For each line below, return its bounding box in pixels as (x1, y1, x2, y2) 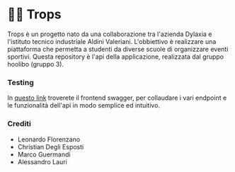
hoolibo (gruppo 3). (7, 59, 64, 68)
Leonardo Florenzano (17, 134, 81, 144)
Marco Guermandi (17, 150, 71, 159)
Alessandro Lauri (17, 157, 67, 166)
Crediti (7, 119, 32, 129)
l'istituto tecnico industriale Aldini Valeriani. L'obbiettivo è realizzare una (7, 37, 217, 45)
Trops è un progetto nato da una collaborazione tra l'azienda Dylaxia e (7, 30, 212, 38)
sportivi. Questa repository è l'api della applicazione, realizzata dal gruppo (7, 52, 224, 61)
